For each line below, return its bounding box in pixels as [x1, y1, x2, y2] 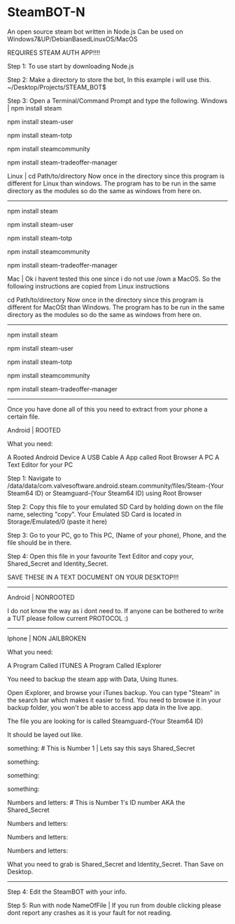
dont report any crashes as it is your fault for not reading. [7, 908, 173, 917]
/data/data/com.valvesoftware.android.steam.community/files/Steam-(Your [7, 481, 224, 490]
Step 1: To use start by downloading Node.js [7, 62, 134, 70]
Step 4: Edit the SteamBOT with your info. [7, 887, 127, 896]
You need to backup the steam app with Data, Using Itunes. [7, 675, 178, 683]
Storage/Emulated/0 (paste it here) [7, 517, 108, 526]
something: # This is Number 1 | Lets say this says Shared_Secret [7, 743, 195, 752]
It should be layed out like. [7, 730, 83, 738]
